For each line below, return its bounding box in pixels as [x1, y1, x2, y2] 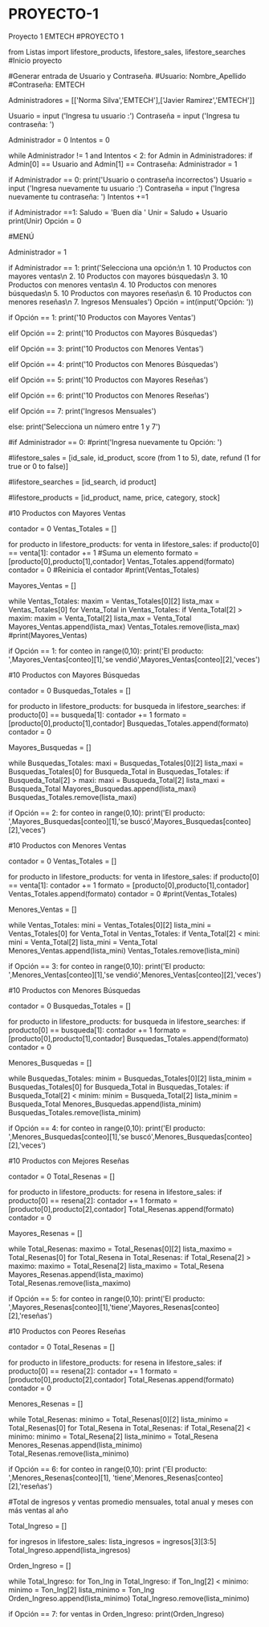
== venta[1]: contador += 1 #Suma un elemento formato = [8, 548, 199, 558]
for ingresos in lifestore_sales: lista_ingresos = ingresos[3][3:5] [8, 1536, 217, 1546]
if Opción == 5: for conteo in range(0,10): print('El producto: [8, 1293, 206, 1304]
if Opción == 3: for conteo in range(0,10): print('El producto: [8, 961, 206, 970]
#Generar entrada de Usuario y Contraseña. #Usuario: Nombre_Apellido [8, 71, 247, 80]
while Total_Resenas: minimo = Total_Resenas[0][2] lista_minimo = [8, 1414, 229, 1424]
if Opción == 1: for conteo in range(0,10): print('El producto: [8, 645, 204, 656]
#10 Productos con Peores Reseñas [8, 1326, 126, 1336]
